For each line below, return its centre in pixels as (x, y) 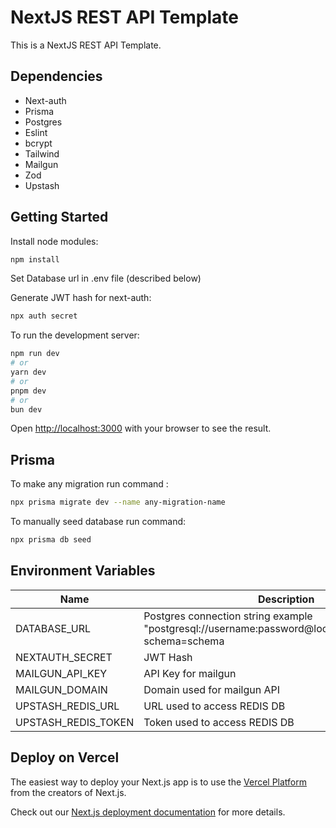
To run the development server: (75, 335)
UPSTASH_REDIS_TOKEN (75, 722)
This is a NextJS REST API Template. (86, 45)
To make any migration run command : (89, 484)
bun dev (26, 409)
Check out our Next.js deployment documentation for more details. (148, 812)
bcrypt (38, 143)
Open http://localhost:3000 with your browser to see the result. (141, 428)
